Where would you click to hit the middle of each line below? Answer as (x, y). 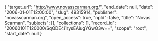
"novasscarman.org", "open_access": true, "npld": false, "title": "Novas (78, 18)
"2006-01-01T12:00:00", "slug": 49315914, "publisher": (61, 12)
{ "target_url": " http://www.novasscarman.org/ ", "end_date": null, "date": (79, 7)
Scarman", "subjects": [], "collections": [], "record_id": (60, 23)
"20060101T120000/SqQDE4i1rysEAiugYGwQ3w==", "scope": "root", (76, 28)
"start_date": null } (23, 33)
